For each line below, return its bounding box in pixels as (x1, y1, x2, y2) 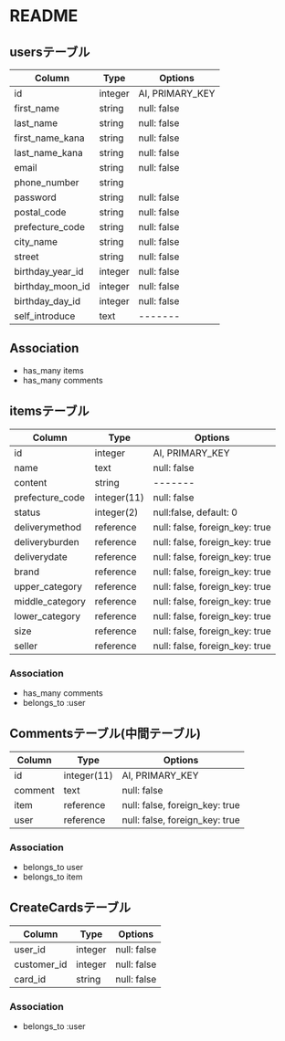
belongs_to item (22, 871, 83, 882)
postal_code (14, 206, 67, 218)
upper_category (14, 580, 83, 593)
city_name (14, 236, 58, 247)
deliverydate (14, 550, 69, 563)
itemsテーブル (9, 404, 90, 419)
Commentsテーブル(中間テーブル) (9, 726, 201, 741)
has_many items (22, 364, 84, 375)
